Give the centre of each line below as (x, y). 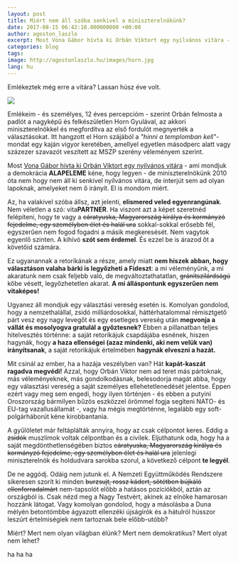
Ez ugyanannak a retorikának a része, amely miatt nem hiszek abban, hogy (118, 260)
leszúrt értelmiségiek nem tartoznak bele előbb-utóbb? (88, 519)
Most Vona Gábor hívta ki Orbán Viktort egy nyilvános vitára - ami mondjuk (117, 165)
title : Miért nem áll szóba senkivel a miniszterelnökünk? (97, 21)
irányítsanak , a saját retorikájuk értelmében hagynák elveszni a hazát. (112, 350)
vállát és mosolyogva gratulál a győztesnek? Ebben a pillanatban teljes (113, 327)
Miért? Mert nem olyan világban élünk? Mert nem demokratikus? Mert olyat (117, 533)
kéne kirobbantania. (80, 416)
